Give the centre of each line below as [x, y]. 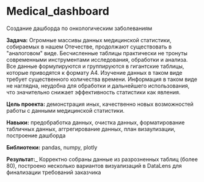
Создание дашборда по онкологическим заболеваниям [79, 28]
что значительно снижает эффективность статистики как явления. [93, 92]
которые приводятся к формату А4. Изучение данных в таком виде [94, 72]
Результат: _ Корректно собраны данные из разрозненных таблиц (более [102, 159]
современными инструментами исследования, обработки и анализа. [97, 59]
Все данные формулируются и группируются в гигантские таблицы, [95, 66]
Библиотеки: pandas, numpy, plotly [52, 147]
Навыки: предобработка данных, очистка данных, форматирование [96, 122]
